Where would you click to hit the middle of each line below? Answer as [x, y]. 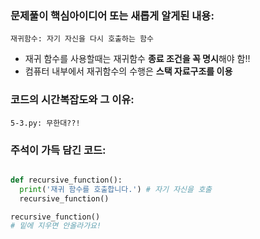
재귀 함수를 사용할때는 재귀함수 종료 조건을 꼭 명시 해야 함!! [137, 59]
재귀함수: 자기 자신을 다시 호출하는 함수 [82, 39]
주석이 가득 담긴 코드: [58, 150]
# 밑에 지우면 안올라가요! [56, 226]
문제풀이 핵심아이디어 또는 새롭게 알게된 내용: [112, 15]
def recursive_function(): [66, 180]
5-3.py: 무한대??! [45, 123]
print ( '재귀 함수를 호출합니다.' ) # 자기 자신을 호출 [116, 189]
